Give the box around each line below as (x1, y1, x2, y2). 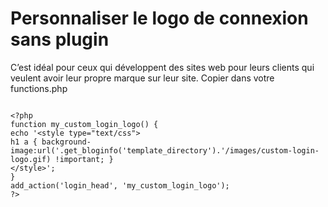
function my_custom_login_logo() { (10, 119, 159, 129)
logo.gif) (10, 154, 52, 164)
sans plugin (10, 28, 110, 51)
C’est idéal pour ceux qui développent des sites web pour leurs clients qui (10, 61, 315, 73)
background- (41, 137, 92, 147)
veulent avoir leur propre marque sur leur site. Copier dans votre (10, 72, 275, 84)
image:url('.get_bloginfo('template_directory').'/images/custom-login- (10, 145, 320, 156)
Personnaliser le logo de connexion (10, 7, 309, 30)
